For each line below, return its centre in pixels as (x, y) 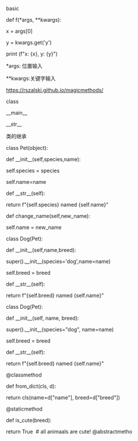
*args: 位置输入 (24, 66)
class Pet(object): (27, 148)
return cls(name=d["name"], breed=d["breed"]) (63, 397)
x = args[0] (20, 31)
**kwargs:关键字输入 (31, 78)
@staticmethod (24, 409)
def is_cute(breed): (29, 420)
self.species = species (33, 170)
